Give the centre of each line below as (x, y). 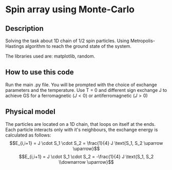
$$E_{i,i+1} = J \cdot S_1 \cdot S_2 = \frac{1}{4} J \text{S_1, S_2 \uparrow (86, 143)
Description (24, 29)
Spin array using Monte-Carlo (70, 10)
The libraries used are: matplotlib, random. (50, 56)
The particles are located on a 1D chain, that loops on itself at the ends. (80, 124)
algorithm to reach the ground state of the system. (78, 46)
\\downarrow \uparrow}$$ (86, 162)
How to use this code (40, 72)
